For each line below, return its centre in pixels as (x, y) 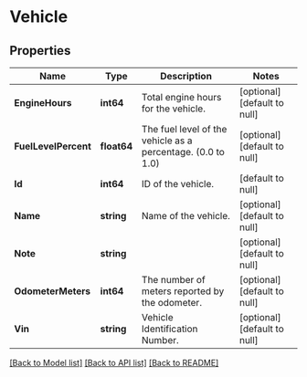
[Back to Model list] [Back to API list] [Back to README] (114, 363)
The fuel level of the (184, 129)
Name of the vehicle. (186, 216)
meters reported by (183, 291)
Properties (40, 51)
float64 (116, 146)
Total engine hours (181, 97)
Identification (169, 329)
